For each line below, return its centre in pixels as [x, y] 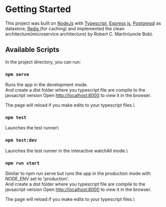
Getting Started [38, 9]
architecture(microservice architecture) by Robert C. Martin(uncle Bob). [79, 34]
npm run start [22, 163]
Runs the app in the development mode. [47, 85]
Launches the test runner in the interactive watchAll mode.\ [67, 151]
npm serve [17, 74]
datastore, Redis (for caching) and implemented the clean [65, 28]
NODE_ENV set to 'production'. [37, 179]
